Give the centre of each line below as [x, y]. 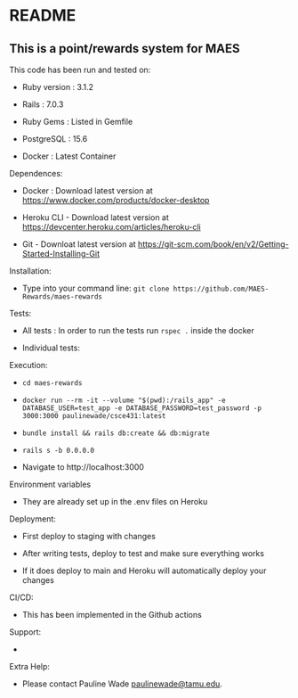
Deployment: [32, 519]
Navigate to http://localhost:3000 [83, 467]
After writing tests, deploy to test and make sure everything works [143, 553]
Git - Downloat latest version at [79, 244]
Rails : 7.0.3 [43, 104]
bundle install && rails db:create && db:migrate [116, 433]
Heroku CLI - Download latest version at [95, 218]
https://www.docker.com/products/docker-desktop [116, 200]
